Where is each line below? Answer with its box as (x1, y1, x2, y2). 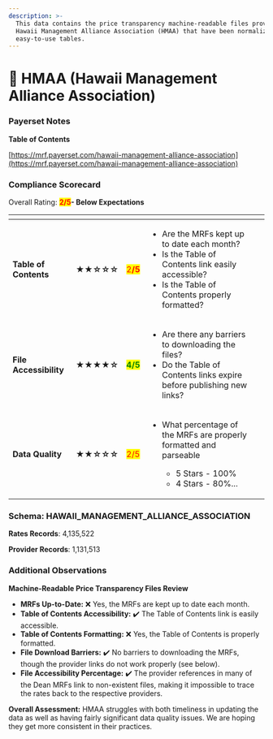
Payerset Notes (8, 115, 71, 127)
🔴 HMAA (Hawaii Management (8, 70, 218, 88)
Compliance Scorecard (8, 179, 102, 190)
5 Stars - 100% (175, 468, 237, 479)
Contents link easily (162, 259, 237, 270)
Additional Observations (8, 565, 107, 577)
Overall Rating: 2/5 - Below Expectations (8, 197, 145, 207)
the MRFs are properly (162, 430, 248, 441)
